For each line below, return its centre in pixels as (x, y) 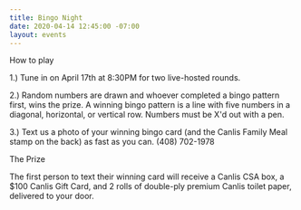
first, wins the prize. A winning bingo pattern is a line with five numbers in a (150, 105)
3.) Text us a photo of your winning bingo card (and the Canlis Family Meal (149, 132)
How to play (32, 61)
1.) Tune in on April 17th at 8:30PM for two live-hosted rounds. (125, 78)
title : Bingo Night (46, 18)
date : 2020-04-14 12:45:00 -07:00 (75, 26)
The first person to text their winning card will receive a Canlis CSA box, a (147, 177)
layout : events (38, 34)
